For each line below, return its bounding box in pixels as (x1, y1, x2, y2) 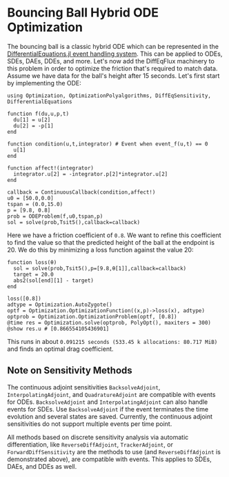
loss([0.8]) (7, 295, 41, 302)
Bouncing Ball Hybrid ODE (7, 5, 159, 21)
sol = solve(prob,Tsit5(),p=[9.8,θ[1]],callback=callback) (13, 265, 187, 272)
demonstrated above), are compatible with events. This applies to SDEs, (7, 455, 212, 463)
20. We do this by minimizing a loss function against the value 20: (7, 245, 194, 254)
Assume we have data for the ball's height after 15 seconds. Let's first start (7, 71, 220, 80)
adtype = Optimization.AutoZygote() (7, 301, 112, 308)
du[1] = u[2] (13, 116, 51, 123)
